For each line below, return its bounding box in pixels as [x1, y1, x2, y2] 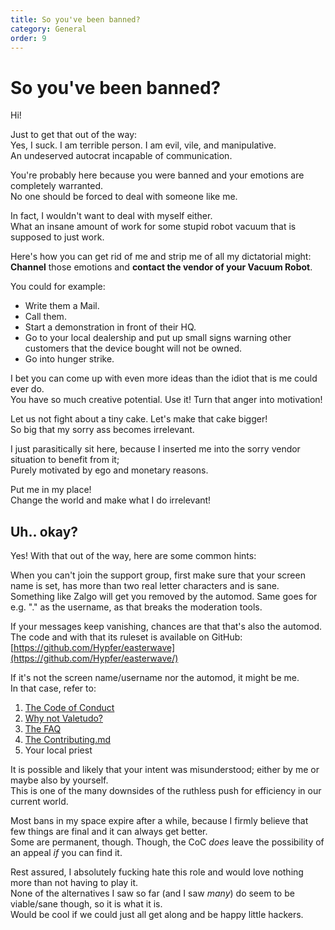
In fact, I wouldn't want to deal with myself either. [10, 210, 213, 222]
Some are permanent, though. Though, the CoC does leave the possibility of [10, 836, 325, 848]
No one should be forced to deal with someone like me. [10, 191, 238, 203]
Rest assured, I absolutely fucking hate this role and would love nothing [10, 866, 304, 878]
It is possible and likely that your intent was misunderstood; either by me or [10, 764, 320, 776]
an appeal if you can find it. [10, 847, 123, 859]
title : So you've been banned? [10, 14, 141, 25]
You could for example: [10, 281, 106, 293]
